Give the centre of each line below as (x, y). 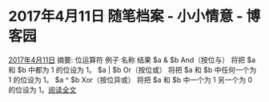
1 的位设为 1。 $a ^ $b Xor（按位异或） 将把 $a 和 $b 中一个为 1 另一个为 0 (130, 80)
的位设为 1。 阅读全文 (42, 89)
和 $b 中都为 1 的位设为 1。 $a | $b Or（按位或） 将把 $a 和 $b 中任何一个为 (132, 69)
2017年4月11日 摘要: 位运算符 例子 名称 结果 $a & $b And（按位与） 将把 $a (132, 60)
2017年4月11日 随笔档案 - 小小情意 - (126, 16)
